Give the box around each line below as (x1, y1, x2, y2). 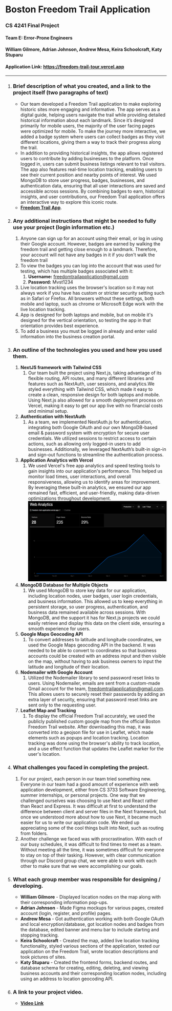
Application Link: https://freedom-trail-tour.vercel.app (5, 63, 124, 70)
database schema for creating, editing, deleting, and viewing (20, 964, 148, 971)
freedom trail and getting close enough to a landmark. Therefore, (20, 246, 158, 253)
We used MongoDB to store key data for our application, (28, 587, 147, 594)
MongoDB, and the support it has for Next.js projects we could (28, 615, 160, 621)
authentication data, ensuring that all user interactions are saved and (20, 182, 165, 188)
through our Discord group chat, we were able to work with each (20, 857, 157, 864)
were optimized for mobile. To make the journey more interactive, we (20, 128, 166, 134)
